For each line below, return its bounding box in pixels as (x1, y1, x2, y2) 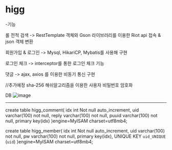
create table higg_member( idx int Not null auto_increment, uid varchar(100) (5, 127, 165, 134)
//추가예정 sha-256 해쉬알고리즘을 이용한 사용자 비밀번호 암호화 (5, 82, 133, 88)
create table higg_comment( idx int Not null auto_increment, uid (5, 106, 139, 113)
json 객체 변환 (5, 38, 33, 45)
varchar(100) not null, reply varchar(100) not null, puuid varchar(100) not (5, 112, 158, 118)
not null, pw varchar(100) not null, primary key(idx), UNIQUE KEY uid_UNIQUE (5, 133, 166, 139)
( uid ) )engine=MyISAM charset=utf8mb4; (5, 138, 93, 144)
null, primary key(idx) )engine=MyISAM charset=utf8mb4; (5, 118, 128, 124)
